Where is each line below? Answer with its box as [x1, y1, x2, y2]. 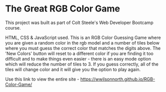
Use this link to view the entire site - [5, 76, 79, 82]
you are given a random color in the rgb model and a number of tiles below [5, 39, 159, 45]
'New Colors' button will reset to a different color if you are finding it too [5, 50, 154, 56]
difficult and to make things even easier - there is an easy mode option [5, 55, 151, 61]
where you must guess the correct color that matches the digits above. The [5, 45, 161, 51]
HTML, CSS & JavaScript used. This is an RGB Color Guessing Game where [5, 34, 161, 40]
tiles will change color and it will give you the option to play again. [5, 66, 141, 72]
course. [5, 24, 21, 30]
